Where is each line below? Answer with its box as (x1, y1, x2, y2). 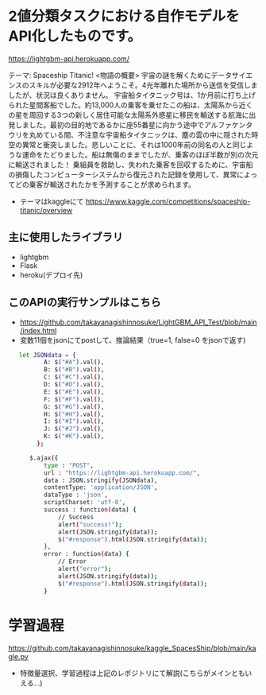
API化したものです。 (8, 27, 142, 45)
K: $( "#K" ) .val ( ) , (43, 433, 105, 441)
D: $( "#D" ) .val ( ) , (43, 381, 105, 389)
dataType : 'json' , (43, 491, 109, 499)
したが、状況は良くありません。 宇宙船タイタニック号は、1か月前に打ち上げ (8, 90, 256, 99)
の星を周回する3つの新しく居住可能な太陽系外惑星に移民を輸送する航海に (8, 110, 249, 119)
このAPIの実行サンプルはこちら (8, 296, 161, 309)
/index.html (19, 325, 57, 335)
